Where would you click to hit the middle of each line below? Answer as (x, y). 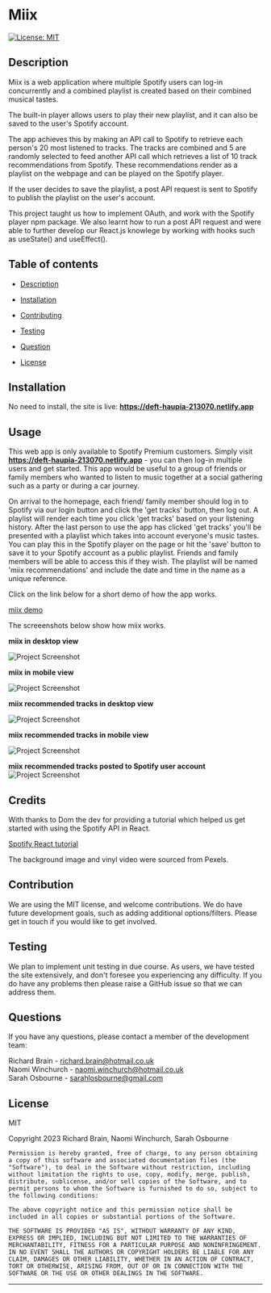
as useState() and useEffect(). (58, 239)
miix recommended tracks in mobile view (79, 735)
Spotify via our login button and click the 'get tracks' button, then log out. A (133, 510)
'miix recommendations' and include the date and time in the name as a (127, 570)
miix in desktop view (44, 641)
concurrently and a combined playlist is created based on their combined (130, 90)
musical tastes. (33, 99)
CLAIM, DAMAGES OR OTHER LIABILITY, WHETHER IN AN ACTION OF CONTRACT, (131, 1260)
